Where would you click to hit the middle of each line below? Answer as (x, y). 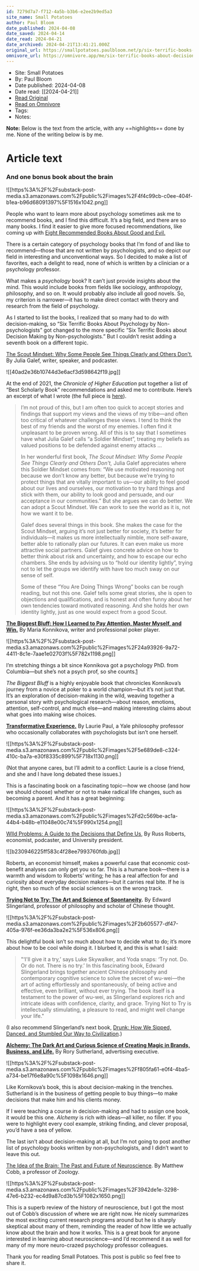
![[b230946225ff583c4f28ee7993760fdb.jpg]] (63, 851)
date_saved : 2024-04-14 (36, 34)
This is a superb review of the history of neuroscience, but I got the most (95, 1208)
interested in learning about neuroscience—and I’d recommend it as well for (99, 1239)
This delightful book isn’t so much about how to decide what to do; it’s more (99, 942)
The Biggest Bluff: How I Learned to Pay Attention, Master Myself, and (94, 623)
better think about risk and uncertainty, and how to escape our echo (104, 556)
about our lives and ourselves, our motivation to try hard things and (103, 488)
